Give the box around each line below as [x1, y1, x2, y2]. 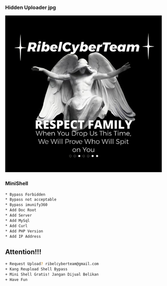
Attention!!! [5, 248, 42, 256]
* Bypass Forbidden [5, 192, 46, 197]
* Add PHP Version [5, 228, 43, 234]
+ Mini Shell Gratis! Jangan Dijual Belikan [5, 272, 99, 277]
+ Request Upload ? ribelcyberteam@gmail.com [5, 262, 99, 267]
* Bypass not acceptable [5, 197, 57, 202]
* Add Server [5, 213, 32, 218]
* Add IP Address [5, 234, 41, 239]
